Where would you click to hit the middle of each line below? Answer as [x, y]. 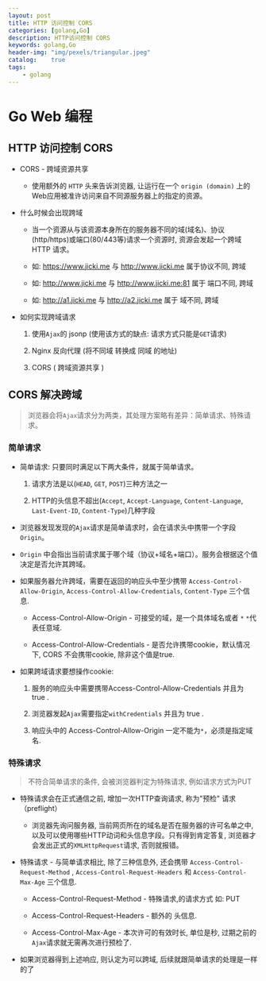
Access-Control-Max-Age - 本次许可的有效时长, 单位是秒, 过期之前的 [144, 933]
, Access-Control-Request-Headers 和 [131, 872]
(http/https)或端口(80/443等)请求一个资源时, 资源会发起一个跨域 [137, 239]
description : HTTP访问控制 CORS [60, 38]
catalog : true [37, 60]
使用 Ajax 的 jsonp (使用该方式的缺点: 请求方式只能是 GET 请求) [129, 334]
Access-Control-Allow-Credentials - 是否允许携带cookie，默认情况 [141, 644]
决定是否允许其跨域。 [54, 564]
